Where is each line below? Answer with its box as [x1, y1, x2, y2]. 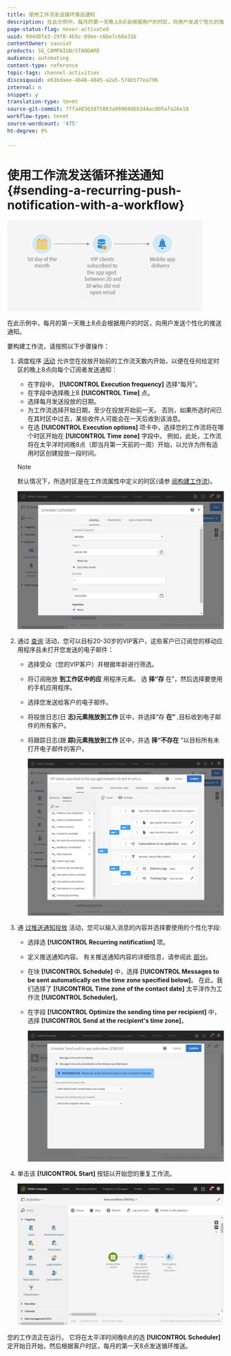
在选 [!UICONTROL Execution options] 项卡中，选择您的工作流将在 [27, 423, 218, 432]
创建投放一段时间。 [45, 449, 100, 458]
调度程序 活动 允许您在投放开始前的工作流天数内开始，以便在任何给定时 [16, 357, 220, 365]
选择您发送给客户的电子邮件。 [27, 698, 112, 707]
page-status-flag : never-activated [7, 26, 109, 32]
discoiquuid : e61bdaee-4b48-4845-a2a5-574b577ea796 [7, 77, 158, 83]
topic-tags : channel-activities [7, 69, 100, 76]
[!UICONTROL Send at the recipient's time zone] [41, 1016, 181, 1024]
